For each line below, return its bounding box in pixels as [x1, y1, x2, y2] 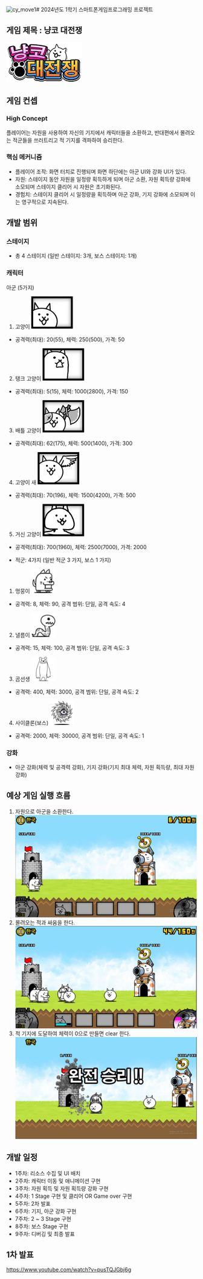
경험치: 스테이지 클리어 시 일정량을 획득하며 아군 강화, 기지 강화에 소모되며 [14, 190, 189, 198]
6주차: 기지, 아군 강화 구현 [14, 1207, 77, 1215]
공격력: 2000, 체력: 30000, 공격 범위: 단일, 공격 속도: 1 [14, 732, 144, 739]
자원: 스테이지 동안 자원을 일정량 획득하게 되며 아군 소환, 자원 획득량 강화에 [14, 175, 191, 182]
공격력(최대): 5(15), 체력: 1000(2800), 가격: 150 [14, 387, 129, 395]
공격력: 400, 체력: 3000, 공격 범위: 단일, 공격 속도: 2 [14, 688, 139, 695]
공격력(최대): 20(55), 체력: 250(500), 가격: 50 [14, 336, 125, 343]
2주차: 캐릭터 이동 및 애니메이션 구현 [14, 1177, 101, 1184]
